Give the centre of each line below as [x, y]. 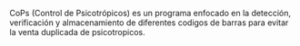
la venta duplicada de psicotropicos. [77, 32]
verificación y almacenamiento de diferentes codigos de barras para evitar [149, 23]
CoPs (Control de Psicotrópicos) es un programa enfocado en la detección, [150, 13]
